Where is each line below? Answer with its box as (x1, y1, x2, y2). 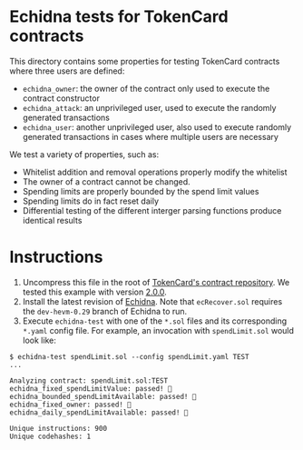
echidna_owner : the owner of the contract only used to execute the (22, 83, 270, 94)
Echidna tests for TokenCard (9, 6, 229, 27)
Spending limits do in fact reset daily (22, 195, 160, 206)
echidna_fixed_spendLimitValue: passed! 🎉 (9, 384, 172, 393)
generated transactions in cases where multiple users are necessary (22, 131, 279, 142)
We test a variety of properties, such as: (9, 148, 160, 160)
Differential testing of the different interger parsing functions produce (22, 205, 282, 215)
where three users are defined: (9, 65, 125, 76)
